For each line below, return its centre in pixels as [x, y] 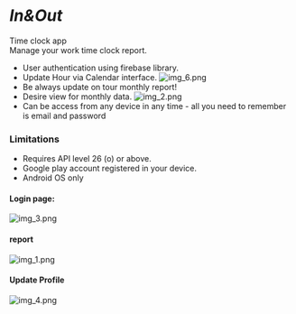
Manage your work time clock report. [78, 50]
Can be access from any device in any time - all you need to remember [154, 106]
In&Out [36, 16]
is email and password [64, 115]
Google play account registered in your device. [109, 169]
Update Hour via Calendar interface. [90, 77]
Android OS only [53, 178]
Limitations [35, 139]
